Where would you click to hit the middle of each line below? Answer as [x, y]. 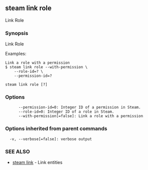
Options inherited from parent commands [56, 129]
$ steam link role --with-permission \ [46, 67]
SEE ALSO [18, 152]
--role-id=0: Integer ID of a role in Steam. [66, 112]
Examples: [16, 54]
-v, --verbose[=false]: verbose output [51, 139]
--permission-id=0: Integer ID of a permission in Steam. [79, 107]
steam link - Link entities [37, 162]
